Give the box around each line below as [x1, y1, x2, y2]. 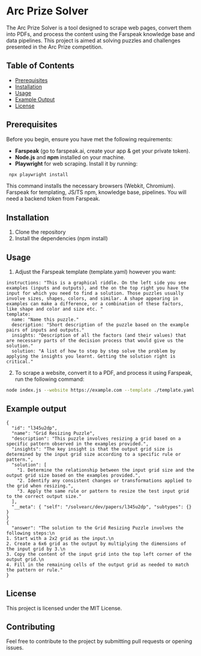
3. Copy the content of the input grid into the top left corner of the [6, 551, 192, 557]
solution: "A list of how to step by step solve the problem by [11, 348, 176, 354]
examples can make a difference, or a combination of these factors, [6, 301, 184, 307]
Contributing [6, 622, 55, 632]
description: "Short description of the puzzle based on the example [11, 322, 189, 328]
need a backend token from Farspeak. [6, 195, 101, 202]
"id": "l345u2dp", [11, 425, 58, 431]
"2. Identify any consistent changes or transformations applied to [17, 478, 192, 484]
